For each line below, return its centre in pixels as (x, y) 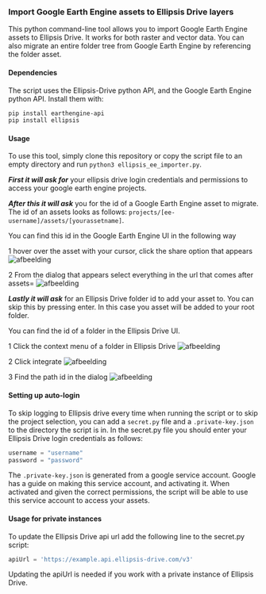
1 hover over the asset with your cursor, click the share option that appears (130, 251)
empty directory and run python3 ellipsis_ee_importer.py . (105, 164)
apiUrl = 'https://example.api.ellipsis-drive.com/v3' (101, 559)
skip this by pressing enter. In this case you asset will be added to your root (131, 307)
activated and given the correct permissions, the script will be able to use (128, 492)
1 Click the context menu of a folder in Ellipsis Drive (92, 347)
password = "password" (46, 460)
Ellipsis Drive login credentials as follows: (75, 438)
